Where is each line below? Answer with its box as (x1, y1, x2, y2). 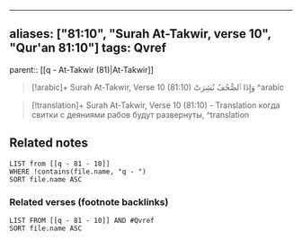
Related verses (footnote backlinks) (9, 195, 169, 208)
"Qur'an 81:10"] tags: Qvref (9, 40, 167, 56)
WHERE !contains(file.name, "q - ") (9, 167, 147, 176)
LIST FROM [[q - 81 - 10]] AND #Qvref (9, 216, 155, 225)
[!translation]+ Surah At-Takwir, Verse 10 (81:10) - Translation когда (31, 100, 280, 111)
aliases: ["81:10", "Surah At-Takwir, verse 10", (9, 26, 271, 41)
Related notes (9, 136, 88, 151)
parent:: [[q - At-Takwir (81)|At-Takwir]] (9, 64, 155, 75)
